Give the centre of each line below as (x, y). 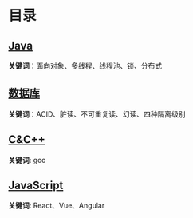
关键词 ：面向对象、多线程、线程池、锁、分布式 (85, 65)
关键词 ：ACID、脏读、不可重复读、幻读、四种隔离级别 (97, 114)
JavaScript (36, 186)
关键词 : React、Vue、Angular (57, 206)
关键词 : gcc (27, 160)
